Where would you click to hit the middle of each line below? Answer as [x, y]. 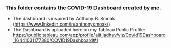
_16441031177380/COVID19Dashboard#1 [55, 40]
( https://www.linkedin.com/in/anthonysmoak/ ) [61, 24]
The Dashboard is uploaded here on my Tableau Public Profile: [79, 30]
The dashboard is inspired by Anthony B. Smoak [64, 19]
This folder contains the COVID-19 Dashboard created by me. [83, 8]
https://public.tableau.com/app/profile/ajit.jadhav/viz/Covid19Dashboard [89, 35]
